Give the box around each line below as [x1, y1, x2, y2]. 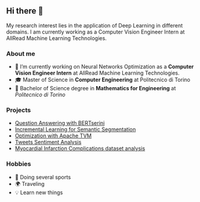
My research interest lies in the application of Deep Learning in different [6, 22, 183, 29]
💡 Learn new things [14, 189, 63, 196]
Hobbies [6, 160, 32, 168]
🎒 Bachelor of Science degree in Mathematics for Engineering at [14, 85, 176, 92]
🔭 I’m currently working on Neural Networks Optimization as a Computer [14, 63, 194, 71]
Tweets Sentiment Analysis [14, 139, 82, 146]
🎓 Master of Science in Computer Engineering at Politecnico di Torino [14, 76, 190, 84]
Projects [6, 106, 31, 114]
